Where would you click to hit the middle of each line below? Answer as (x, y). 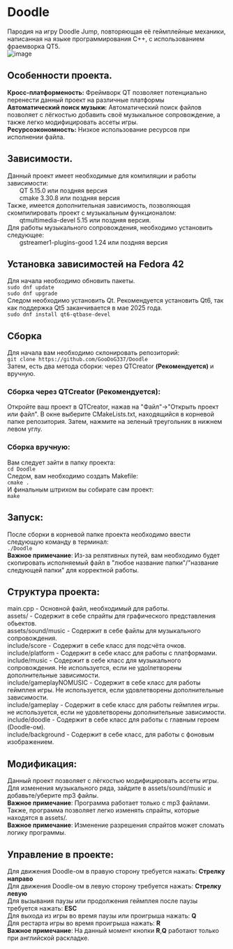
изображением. (31, 742)
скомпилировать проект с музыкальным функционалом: (92, 213)
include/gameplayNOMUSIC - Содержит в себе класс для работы (104, 683)
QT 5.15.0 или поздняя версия (64, 190)
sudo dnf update (31, 288)
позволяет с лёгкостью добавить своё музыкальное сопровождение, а (114, 114)
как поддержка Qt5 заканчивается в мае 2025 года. (85, 308)
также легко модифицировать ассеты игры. (73, 122)
